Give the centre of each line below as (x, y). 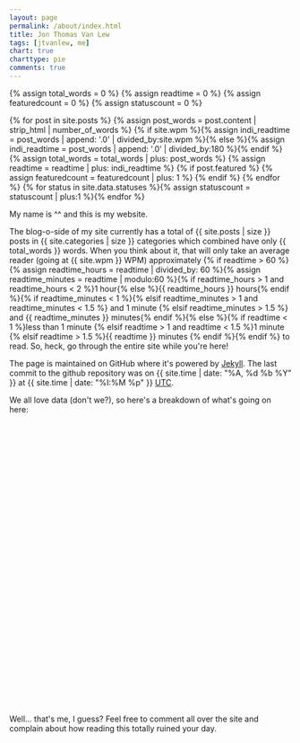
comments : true (38, 68)
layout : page (34, 18)
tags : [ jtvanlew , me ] (50, 43)
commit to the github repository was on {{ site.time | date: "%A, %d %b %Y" (150, 373)
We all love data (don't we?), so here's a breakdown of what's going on (140, 400)
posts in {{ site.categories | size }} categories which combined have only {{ (148, 241)
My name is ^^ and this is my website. (79, 214)
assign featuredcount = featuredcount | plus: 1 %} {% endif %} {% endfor (145, 177)
